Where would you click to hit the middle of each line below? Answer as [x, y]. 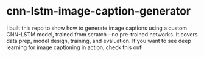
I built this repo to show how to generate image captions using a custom [97, 28]
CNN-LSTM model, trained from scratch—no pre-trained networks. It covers [102, 34]
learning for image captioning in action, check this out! [75, 47]
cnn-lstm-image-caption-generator [98, 11]
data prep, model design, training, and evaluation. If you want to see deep [99, 41]
